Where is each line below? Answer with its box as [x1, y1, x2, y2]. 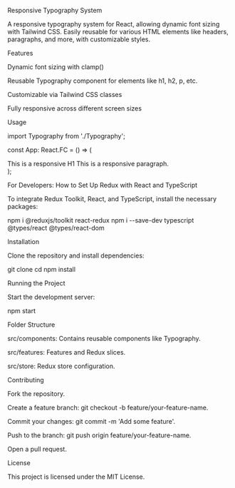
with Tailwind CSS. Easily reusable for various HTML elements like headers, [7, 28, 229, 36]
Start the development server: [7, 293, 95, 301]
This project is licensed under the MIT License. [7, 472, 145, 481]
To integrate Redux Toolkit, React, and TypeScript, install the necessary [7, 195, 217, 203]
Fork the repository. [7, 390, 66, 398]
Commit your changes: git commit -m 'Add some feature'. [7, 417, 176, 425]
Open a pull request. [7, 445, 68, 453]
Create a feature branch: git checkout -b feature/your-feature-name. [7, 403, 209, 412]
